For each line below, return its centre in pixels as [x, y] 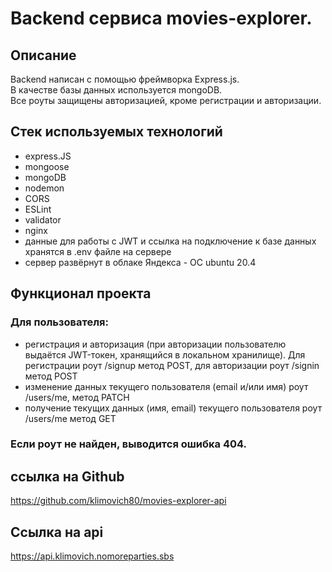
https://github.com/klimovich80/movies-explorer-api [118, 501]
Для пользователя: [59, 322]
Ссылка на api [57, 532]
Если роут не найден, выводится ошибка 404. [128, 444]
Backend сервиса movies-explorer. [161, 18]
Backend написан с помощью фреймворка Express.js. [125, 79]
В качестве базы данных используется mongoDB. [116, 90]
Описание [43, 55]
